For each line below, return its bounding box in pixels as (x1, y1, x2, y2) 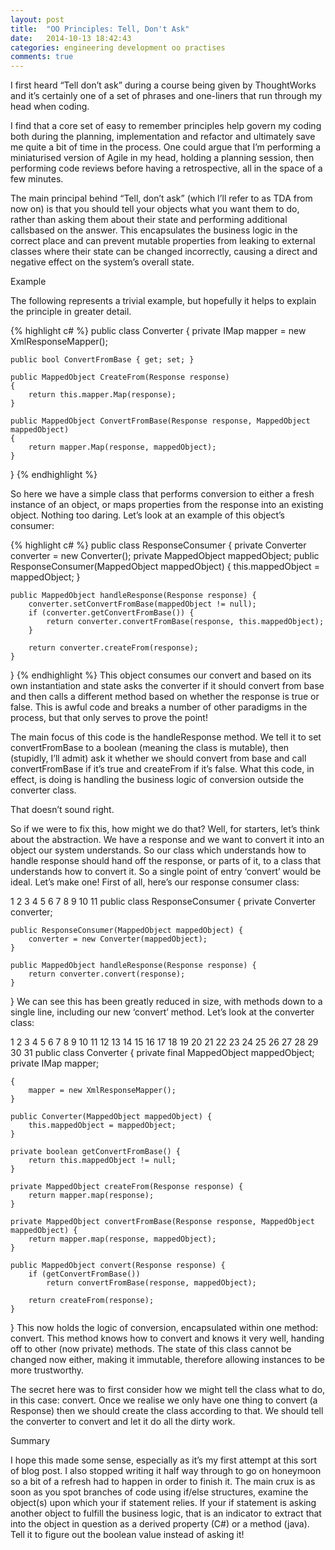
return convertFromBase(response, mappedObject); (46, 1278, 257, 1288)
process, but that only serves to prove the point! (10, 712, 208, 724)
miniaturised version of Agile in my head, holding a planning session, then (10, 152, 315, 164)
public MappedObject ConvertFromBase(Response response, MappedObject (10, 416, 311, 426)
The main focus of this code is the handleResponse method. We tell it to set (10, 731, 322, 743)
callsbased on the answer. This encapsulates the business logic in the (10, 224, 298, 236)
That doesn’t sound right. (10, 804, 115, 816)
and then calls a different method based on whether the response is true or (10, 691, 320, 703)
